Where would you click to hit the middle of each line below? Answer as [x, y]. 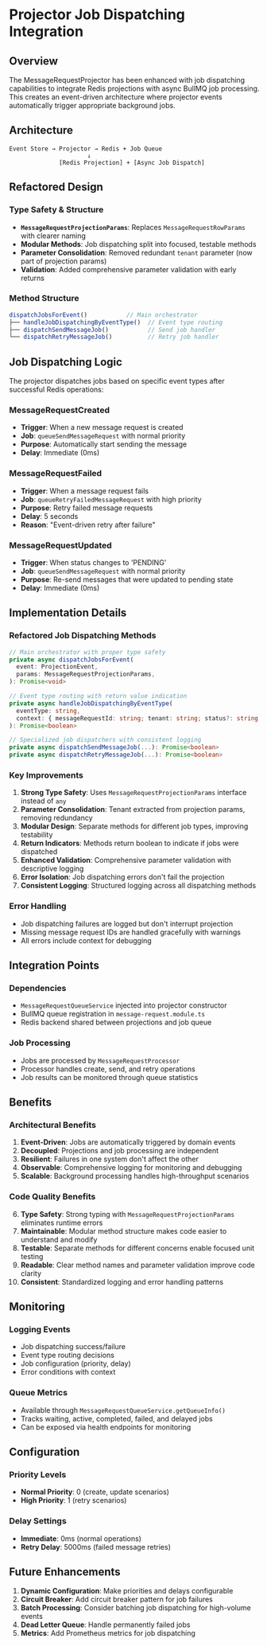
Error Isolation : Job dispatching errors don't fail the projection [122, 877]
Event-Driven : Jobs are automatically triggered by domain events [128, 1142]
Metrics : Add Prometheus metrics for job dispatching [108, 1633]
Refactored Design [56, 187]
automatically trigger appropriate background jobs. [92, 105]
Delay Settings [38, 1521]
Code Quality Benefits [52, 1197]
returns [33, 278]
